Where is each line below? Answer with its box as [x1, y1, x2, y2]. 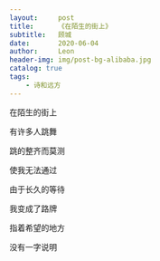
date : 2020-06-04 [9, 38, 99, 48]
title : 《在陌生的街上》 [9, 22, 113, 31]
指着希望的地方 [9, 222, 65, 233]
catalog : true [9, 64, 63, 73]
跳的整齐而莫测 [9, 145, 65, 156]
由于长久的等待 [9, 183, 65, 195]
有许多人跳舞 [9, 126, 57, 137]
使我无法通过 [9, 164, 57, 175]
